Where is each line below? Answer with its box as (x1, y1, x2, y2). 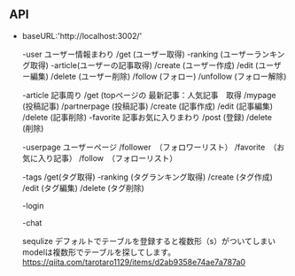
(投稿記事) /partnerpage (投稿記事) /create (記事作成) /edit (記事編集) (21, 101, 273, 111)
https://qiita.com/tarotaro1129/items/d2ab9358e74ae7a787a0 (21, 257, 246, 267)
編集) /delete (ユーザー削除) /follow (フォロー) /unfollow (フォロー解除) (29, 71, 287, 81)
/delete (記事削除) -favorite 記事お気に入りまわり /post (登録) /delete (21, 111, 273, 122)
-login (21, 200, 44, 211)
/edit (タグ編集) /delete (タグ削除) (21, 182, 144, 193)
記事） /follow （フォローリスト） (52, 152, 178, 163)
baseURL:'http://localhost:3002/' (21, 30, 143, 41)
